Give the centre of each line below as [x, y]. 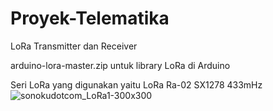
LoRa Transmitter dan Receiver [74, 46]
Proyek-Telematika [90, 18]
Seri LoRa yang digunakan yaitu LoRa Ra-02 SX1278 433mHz [136, 84]
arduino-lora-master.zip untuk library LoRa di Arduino [120, 65]
